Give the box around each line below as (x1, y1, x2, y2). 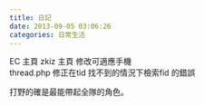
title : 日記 (9, 13, 52, 23)
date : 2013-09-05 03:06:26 (9, 22, 112, 31)
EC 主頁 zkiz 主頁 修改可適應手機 (9, 56, 131, 67)
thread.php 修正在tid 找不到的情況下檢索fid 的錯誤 (9, 67, 196, 78)
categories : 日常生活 (9, 30, 86, 39)
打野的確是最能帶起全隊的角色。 (9, 87, 129, 98)
